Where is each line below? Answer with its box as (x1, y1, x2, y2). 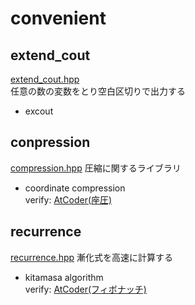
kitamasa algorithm (24, 271, 104, 283)
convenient (10, 7, 107, 30)
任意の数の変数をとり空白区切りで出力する (10, 85, 186, 97)
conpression (10, 134, 91, 151)
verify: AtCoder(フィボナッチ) (24, 283, 147, 295)
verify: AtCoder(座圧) (24, 193, 113, 206)
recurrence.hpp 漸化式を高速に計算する (10, 251, 173, 263)
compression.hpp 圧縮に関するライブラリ (10, 162, 182, 174)
